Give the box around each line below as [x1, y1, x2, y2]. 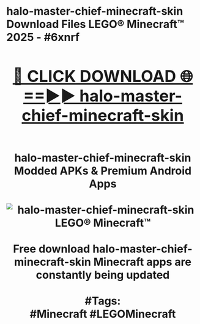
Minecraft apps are [93, 255, 191, 269]
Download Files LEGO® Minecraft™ [6, 17, 185, 31]
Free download [13, 242, 91, 255]
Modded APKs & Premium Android [14, 164, 191, 178]
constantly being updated [35, 268, 170, 282]
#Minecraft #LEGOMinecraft [29, 307, 176, 321]
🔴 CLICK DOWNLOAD [12, 66, 176, 86]
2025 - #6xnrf [6, 31, 80, 44]
